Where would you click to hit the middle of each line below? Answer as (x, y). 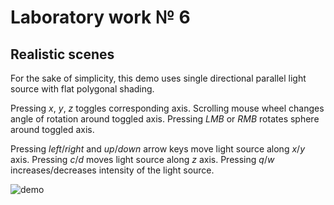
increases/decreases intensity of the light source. (112, 170)
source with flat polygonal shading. (82, 89)
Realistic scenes (62, 54)
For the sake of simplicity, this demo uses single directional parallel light (158, 78)
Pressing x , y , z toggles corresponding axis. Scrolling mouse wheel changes (167, 108)
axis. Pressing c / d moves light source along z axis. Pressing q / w (142, 159)
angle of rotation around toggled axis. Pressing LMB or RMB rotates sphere (165, 119)
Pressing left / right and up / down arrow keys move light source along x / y (157, 149)
